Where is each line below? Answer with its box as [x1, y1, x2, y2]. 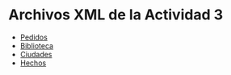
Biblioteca [19, 40, 54, 50]
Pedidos [19, 32, 48, 42]
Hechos [19, 58, 47, 68]
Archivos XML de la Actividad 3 [8, 6, 224, 24]
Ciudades [19, 49, 52, 59]
